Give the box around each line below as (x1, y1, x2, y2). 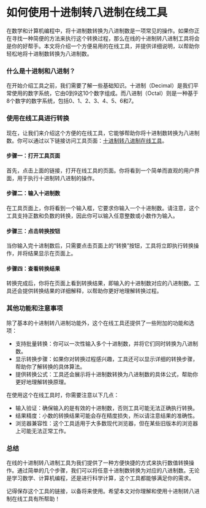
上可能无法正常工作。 (15, 427, 69, 434)
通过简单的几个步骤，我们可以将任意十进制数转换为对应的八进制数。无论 (17, 466, 200, 474)
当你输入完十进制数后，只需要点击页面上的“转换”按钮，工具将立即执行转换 (6, 242, 194, 249)
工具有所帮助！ (22, 495, 60, 502)
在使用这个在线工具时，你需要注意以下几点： (6, 391, 120, 398)
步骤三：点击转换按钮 (6, 227, 60, 235)
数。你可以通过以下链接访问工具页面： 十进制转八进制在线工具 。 (6, 137, 167, 144)
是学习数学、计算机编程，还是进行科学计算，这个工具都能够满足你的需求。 (6, 474, 194, 482)
